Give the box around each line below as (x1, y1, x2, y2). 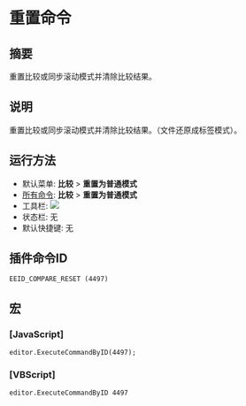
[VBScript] (9, 369, 56, 381)
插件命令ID (9, 251, 68, 266)
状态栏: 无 (21, 211, 58, 222)
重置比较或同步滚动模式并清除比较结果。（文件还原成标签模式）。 (9, 125, 242, 135)
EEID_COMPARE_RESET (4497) (9, 275, 109, 284)
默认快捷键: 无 (21, 222, 73, 233)
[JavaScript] (9, 328, 65, 341)
